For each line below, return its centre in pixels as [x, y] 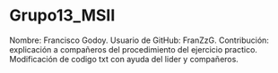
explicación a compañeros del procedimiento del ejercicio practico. [134, 49]
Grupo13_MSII [62, 16]
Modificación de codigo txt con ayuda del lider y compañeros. [124, 59]
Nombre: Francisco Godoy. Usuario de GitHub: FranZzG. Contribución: [139, 40]
